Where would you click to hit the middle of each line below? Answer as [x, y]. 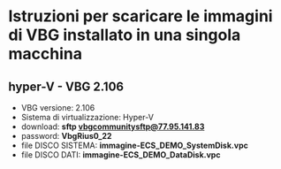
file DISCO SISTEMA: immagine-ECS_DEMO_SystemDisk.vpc [134, 145]
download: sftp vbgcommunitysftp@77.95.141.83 [113, 127]
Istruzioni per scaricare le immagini [140, 16]
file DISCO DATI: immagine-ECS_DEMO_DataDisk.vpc [121, 155]
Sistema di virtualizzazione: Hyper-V [87, 117]
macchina [46, 54]
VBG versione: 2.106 [58, 108]
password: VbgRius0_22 [66, 136]
